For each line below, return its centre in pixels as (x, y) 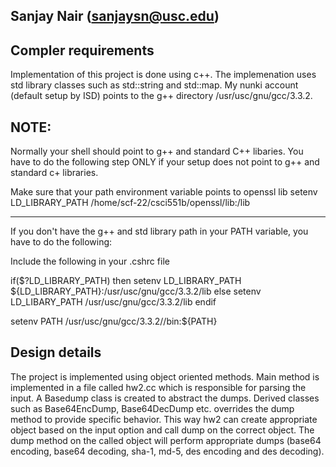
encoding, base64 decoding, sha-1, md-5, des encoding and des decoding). (167, 451)
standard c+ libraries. (54, 173)
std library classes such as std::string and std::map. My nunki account (154, 85)
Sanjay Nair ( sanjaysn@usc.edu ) (115, 16)
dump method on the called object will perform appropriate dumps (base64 (166, 440)
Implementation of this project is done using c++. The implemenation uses (163, 75)
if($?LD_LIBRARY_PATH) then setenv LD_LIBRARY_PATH (126, 281)
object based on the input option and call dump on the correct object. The (162, 430)
